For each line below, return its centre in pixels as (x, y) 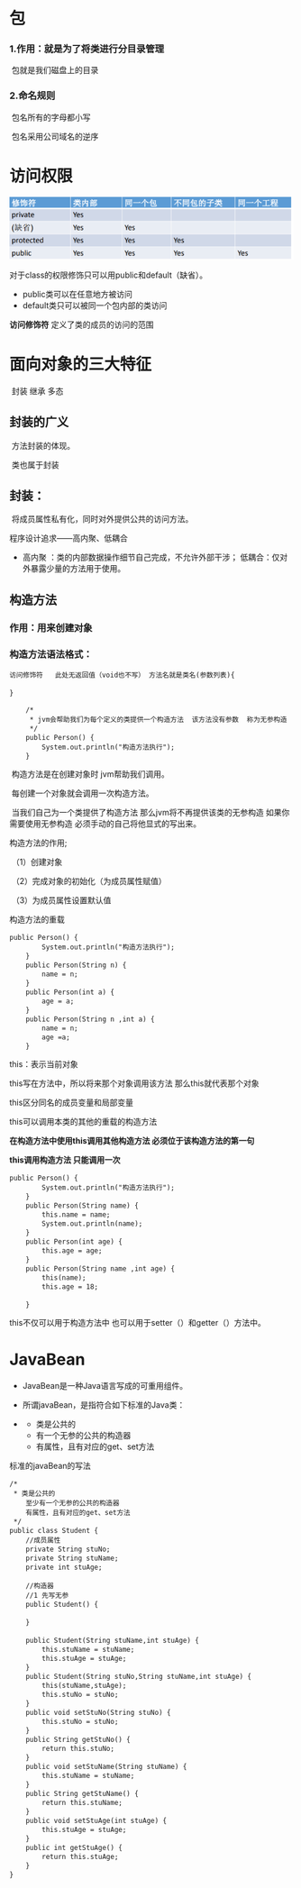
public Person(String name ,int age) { (100, 1269)
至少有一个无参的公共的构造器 (73, 1503)
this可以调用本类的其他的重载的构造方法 (83, 1122)
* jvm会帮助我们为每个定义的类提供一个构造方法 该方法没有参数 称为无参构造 (158, 720)
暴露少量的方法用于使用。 (78, 569)
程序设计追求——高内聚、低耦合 (68, 538)
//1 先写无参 (47, 1595)
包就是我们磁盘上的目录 (55, 70)
